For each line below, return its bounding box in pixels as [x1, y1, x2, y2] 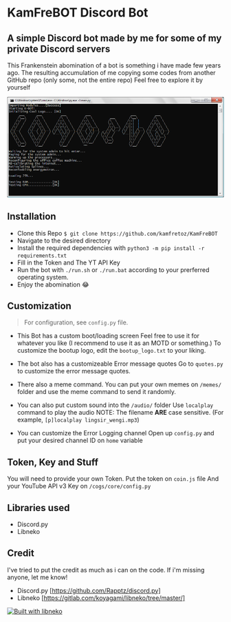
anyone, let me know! [7, 573, 68, 581]
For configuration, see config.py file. [23, 318, 129, 326]
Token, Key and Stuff [7, 456, 98, 468]
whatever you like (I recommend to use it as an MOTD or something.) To [16, 339, 221, 347]
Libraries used [7, 501, 70, 514]
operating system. [16, 273, 69, 281]
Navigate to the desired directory [16, 236, 111, 245]
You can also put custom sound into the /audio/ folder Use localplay [16, 401, 214, 409]
